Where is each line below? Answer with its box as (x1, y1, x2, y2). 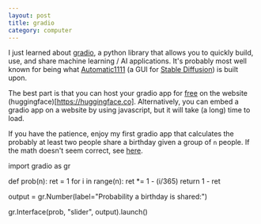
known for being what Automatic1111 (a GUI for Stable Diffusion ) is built (8, 65, 239, 74)
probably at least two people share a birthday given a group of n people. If (8, 138, 250, 147)
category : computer (8, 26, 73, 34)
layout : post (8, 11, 51, 20)
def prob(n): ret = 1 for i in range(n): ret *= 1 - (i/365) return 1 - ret (8, 177, 221, 186)
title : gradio (8, 19, 55, 27)
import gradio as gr (8, 161, 71, 171)
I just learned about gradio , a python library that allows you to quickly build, (8, 48, 254, 58)
